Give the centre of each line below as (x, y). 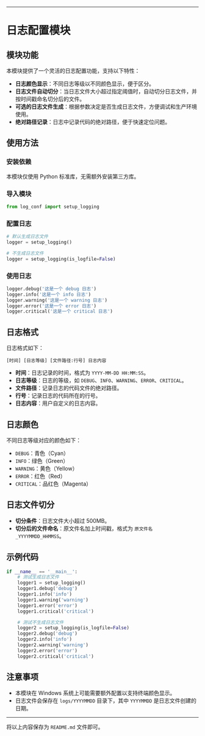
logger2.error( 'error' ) (48, 650)
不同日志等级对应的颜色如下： (44, 440)
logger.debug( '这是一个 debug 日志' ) (52, 289)
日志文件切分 (31, 505)
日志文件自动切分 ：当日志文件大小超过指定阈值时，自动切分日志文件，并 (106, 91)
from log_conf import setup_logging (53, 206)
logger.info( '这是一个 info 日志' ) (49, 294)
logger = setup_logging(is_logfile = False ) (61, 259)
